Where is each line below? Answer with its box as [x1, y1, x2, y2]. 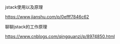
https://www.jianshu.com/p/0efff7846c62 [5, 14, 89, 19]
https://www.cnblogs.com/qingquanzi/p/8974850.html [5, 33, 115, 39]
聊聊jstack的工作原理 [5, 24, 48, 29]
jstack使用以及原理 [5, 4, 43, 10]
